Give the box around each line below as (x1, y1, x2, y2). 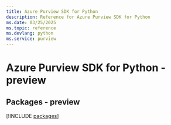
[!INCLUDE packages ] (6, 113, 59, 119)
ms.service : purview (6, 36, 57, 42)
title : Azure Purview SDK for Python (6, 8, 98, 15)
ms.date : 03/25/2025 (6, 19, 57, 25)
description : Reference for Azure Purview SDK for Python (6, 14, 151, 20)
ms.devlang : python (6, 31, 54, 36)
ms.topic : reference (6, 25, 57, 31)
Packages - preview (6, 97, 80, 107)
